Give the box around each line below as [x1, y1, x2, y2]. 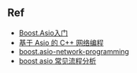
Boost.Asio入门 [18, 27, 68, 38]
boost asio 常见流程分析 [18, 56, 97, 65]
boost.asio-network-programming [18, 46, 129, 56]
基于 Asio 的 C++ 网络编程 [18, 38, 104, 47]
